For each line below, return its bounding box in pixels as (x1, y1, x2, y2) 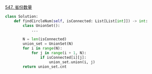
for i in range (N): (23, 46, 63, 51)
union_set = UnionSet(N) (23, 41, 74, 47)
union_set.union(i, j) (49, 59, 96, 65)
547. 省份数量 (5, 4, 32, 10)
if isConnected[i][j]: (40, 55, 87, 60)
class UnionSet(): (23, 23, 60, 28)
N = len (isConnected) (23, 37, 67, 42)
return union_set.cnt (23, 64, 67, 69)
